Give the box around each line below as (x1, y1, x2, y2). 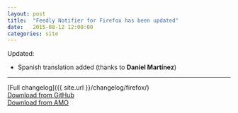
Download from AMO (7, 98, 69, 107)
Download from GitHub (7, 91, 74, 100)
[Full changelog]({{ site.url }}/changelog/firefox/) (7, 83, 149, 92)
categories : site (7, 30, 59, 37)
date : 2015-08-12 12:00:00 (7, 23, 93, 30)
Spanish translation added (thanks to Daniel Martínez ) (17, 63, 177, 71)
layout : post (7, 10, 46, 18)
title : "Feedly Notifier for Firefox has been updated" (7, 17, 179, 24)
